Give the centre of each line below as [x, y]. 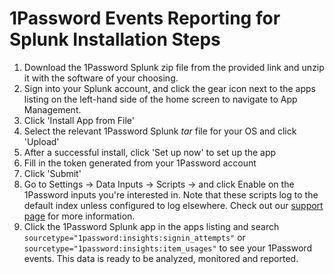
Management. [52, 109]
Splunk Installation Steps [115, 39]
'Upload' [41, 141]
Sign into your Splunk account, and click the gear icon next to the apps [169, 88]
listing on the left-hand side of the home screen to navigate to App [160, 99]
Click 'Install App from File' [79, 120]
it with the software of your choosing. [101, 78]
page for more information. [79, 216]
